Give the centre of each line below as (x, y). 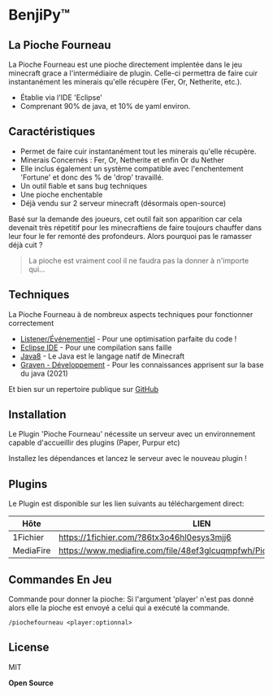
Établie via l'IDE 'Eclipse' (61, 98)
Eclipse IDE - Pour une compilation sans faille (96, 347)
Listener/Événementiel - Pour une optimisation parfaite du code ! (128, 338)
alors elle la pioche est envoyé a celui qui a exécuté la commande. (119, 608)
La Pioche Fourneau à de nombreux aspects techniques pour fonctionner (131, 314)
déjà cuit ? (26, 245)
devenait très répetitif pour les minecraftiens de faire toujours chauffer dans (135, 227)
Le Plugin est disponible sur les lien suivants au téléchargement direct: (126, 504)
